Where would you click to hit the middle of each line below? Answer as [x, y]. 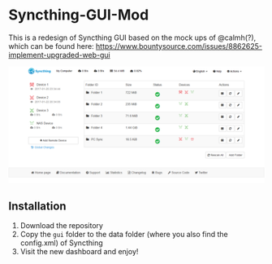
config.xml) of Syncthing [61, 243]
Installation [37, 206]
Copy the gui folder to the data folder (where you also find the [124, 235]
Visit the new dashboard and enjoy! [79, 252]
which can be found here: [52, 46]
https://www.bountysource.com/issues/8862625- [179, 46]
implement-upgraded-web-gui [60, 55]
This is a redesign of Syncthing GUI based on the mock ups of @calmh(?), [132, 37]
